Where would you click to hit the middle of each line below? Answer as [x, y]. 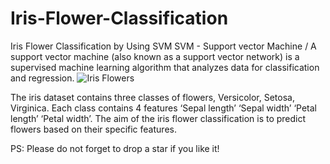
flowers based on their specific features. [93, 129]
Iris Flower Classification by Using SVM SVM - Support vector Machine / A [163, 46]
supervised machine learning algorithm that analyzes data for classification [165, 67]
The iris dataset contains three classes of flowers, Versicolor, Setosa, [152, 97]
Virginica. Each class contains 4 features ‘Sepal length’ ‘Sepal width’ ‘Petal [163, 108]
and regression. [42, 78]
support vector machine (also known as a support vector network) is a [155, 56]
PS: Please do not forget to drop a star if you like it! [115, 148]
